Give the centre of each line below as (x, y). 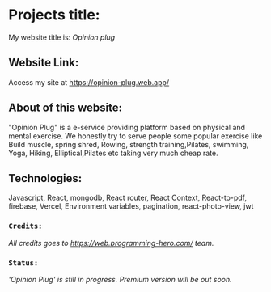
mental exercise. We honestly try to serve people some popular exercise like (135, 136)
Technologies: (45, 178)
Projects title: (54, 15)
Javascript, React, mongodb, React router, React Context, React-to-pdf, (128, 198)
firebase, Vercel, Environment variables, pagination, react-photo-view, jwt (131, 206)
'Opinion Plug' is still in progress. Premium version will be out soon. (120, 279)
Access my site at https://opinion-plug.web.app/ (89, 82)
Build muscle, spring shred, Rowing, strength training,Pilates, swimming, (129, 144)
